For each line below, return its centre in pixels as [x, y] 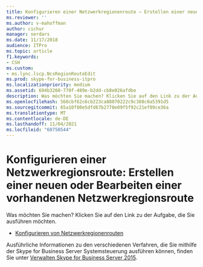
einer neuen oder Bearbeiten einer [94, 185]
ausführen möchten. [31, 221]
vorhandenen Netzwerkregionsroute [100, 198]
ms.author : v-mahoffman [36, 23]
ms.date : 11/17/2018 [32, 40]
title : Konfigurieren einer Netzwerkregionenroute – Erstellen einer [96, 12]
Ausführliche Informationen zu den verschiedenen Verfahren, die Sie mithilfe [101, 245]
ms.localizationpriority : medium [48, 85]
